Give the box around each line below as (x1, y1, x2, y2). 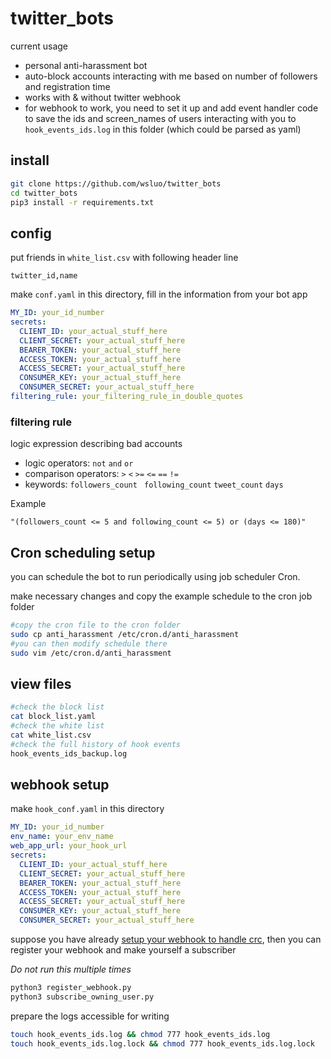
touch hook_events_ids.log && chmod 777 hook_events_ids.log (10, 1029, 271, 1039)
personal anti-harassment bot (24, 59, 148, 71)
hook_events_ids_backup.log (10, 748, 128, 759)
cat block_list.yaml (10, 712, 97, 722)
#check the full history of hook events (10, 739, 182, 749)
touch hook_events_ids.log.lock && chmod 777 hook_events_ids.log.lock (10, 1038, 315, 1049)
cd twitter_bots (10, 188, 78, 198)
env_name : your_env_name (10, 832, 114, 842)
